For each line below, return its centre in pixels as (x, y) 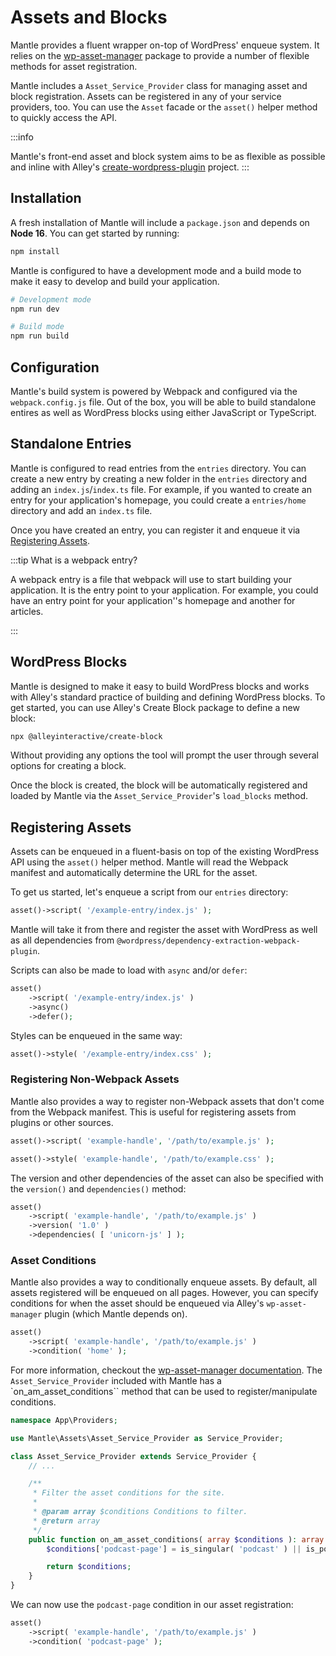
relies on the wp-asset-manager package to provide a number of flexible (160, 55)
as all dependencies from (62, 940)
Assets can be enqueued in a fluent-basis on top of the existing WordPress (165, 852)
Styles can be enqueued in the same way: (96, 1035)
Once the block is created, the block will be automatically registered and (159, 785)
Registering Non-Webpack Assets (95, 1079)
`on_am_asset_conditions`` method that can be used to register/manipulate (164, 1391)
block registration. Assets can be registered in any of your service (146, 96)
